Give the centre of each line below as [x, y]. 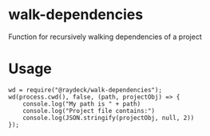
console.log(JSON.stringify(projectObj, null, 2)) [109, 118]
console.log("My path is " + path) [82, 104]
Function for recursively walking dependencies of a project [105, 37]
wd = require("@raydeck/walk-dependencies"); [85, 90]
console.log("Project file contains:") [89, 111]
